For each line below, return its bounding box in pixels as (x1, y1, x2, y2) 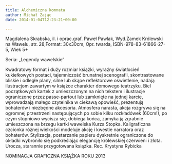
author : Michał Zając (5, 12, 52, 17)
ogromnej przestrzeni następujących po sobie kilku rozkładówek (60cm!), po (5, 110, 167, 116)
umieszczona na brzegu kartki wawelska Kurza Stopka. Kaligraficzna (5, 121, 151, 127)
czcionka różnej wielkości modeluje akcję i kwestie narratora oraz (5, 126, 144, 133)
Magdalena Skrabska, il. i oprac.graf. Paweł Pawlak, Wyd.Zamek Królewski (5, 35, 163, 42)
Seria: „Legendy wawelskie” (5, 57, 65, 63)
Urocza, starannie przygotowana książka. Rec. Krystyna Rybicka (5, 143, 142, 149)
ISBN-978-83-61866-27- (112, 41, 166, 47)
